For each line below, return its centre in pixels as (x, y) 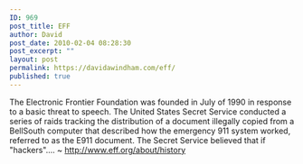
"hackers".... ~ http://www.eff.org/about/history (98, 150)
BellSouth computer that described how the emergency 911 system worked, (150, 131)
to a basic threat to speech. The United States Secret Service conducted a (148, 111)
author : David (36, 34)
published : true (40, 77)
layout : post (34, 59)
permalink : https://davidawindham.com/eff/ (93, 68)
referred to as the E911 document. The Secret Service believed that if (137, 140)
